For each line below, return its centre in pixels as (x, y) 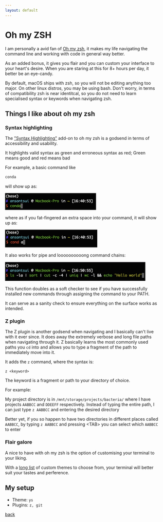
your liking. (16, 458)
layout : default (21, 10)
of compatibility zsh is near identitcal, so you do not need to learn (71, 93)
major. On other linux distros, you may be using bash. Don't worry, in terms (80, 88)
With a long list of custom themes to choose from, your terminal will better (79, 467)
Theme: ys (22, 500)
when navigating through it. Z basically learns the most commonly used (77, 342)
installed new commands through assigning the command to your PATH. (77, 294)
